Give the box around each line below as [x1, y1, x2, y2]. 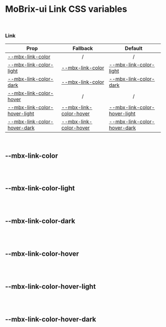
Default [124, 45, 143, 52]
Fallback [72, 45, 93, 52]
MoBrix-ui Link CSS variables [5, 3, 127, 15]
